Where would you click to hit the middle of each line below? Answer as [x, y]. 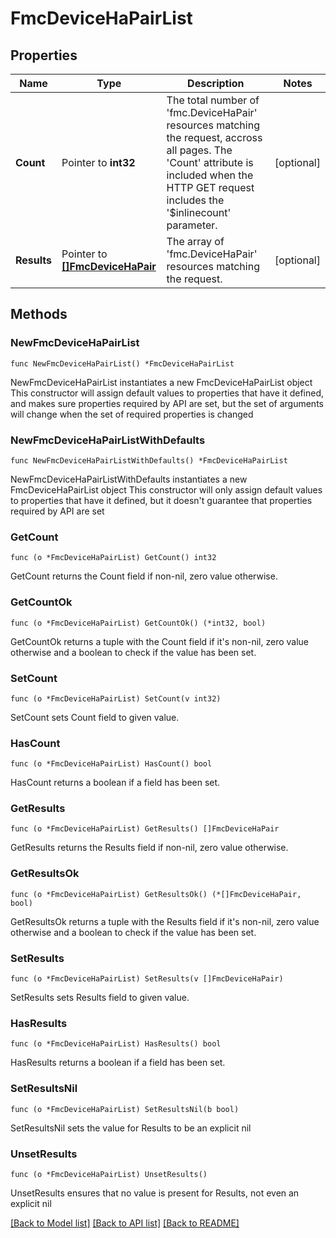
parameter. [192, 225]
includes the [195, 200]
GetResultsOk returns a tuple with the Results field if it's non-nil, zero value [165, 921]
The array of [195, 241]
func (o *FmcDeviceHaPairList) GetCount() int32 [113, 558]
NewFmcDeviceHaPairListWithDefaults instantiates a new [129, 479]
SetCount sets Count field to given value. [95, 717]
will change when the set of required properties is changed [132, 414]
